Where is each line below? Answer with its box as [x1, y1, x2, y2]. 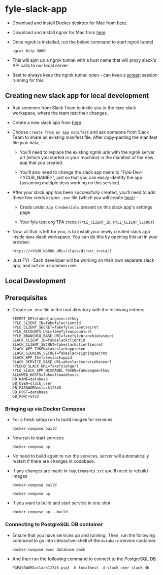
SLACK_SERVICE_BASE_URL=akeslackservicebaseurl [12, 359, 112, 364]
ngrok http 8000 [12, 48, 46, 53]
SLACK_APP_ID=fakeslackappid [12, 355, 72, 360]
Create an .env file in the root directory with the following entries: [12, 306, 144, 312]
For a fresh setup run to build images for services [12, 416, 113, 423]
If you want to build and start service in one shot [12, 500, 111, 506]
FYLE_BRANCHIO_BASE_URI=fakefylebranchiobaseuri [12, 333, 114, 338]
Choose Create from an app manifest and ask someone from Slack [12, 129, 149, 135]
